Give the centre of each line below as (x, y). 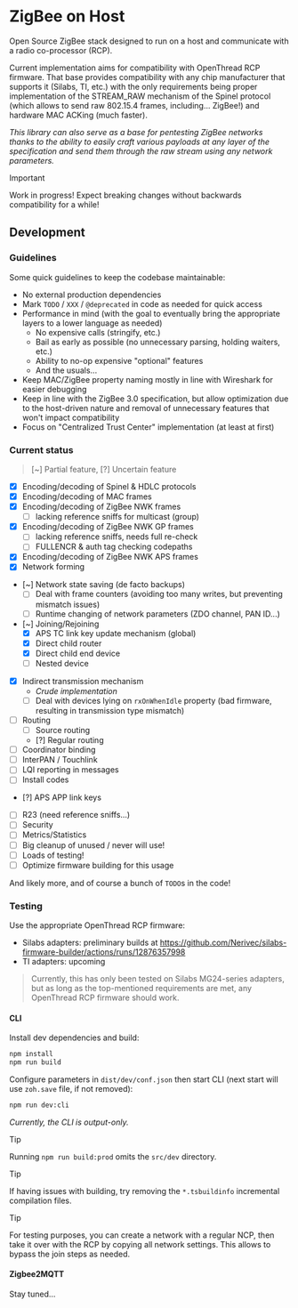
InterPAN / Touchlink (60, 760)
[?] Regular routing (69, 740)
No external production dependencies (92, 295)
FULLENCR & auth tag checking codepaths (114, 547)
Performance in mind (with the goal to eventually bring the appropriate (151, 313)
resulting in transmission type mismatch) (110, 710)
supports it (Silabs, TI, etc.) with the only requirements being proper (133, 86)
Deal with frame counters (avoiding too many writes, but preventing (159, 594)
